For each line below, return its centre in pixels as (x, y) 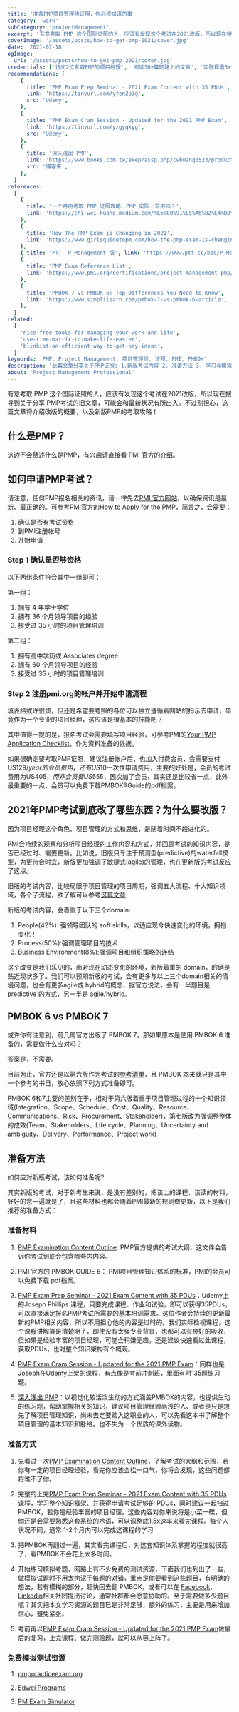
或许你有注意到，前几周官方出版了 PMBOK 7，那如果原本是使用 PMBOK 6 (115, 1034)
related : (20, 319)
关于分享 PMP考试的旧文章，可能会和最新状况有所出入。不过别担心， (121, 402)
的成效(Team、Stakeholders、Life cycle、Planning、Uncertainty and (108, 1124)
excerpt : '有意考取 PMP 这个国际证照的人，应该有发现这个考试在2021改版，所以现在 (117, 34)
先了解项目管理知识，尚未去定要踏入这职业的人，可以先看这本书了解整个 (123, 1415)
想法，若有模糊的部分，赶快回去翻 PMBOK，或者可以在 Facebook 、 (117, 1587)
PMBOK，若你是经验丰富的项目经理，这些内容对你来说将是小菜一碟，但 (122, 1512)
